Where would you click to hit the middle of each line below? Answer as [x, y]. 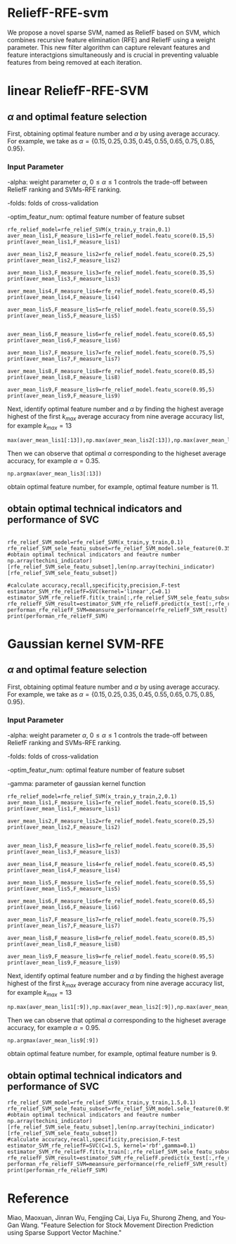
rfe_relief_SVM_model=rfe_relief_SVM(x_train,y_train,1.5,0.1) [102, 1103]
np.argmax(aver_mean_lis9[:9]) [53, 1040]
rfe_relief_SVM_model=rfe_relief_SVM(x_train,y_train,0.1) [96, 542]
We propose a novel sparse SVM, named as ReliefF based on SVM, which [114, 32]
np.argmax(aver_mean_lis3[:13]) [54, 474]
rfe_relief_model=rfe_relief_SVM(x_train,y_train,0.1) [89, 230]
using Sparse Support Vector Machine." [65, 1233]
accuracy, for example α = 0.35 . [54, 461]
